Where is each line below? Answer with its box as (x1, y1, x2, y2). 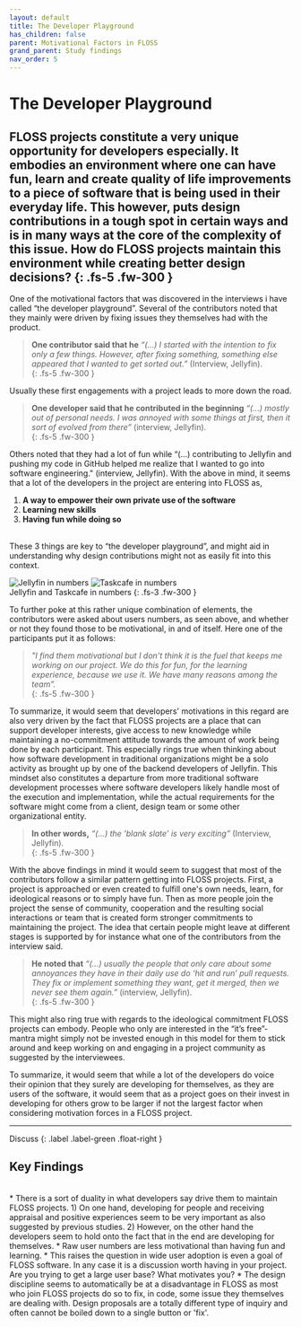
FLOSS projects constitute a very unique (9, 129, 239, 145)
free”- (245, 1024, 269, 1033)
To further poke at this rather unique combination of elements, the (9, 604, 254, 615)
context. (9, 560, 40, 570)
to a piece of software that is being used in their (9, 185, 280, 200)
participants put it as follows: (9, 633, 116, 643)
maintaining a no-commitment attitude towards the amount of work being (9, 734, 279, 745)
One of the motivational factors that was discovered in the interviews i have (9, 294, 288, 303)
